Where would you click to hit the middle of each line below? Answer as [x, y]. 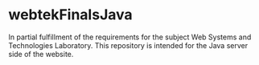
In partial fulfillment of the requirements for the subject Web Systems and [130, 37]
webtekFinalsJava [70, 15]
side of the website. [41, 54]
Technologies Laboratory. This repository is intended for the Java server [128, 45]
